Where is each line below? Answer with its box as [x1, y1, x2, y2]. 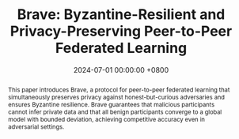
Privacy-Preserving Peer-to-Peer [9, 22, 233, 40]
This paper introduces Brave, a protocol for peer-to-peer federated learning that [7, 85, 230, 94]
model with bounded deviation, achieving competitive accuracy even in [7, 115, 206, 123]
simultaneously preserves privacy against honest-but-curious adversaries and [7, 92, 226, 101]
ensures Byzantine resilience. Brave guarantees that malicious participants [7, 100, 215, 108]
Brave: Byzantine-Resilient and [17, 6, 226, 24]
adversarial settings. [7, 122, 65, 131]
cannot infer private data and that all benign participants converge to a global [7, 107, 222, 116]
